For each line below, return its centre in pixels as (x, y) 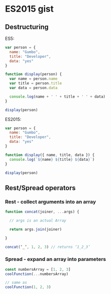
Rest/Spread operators (40, 188)
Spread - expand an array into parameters (55, 259)
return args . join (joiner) (36, 229)
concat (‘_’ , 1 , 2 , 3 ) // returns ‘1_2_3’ (48, 247)
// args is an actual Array (38, 220)
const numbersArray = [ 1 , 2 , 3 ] (38, 269)
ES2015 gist (29, 9)
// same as (16, 283)
